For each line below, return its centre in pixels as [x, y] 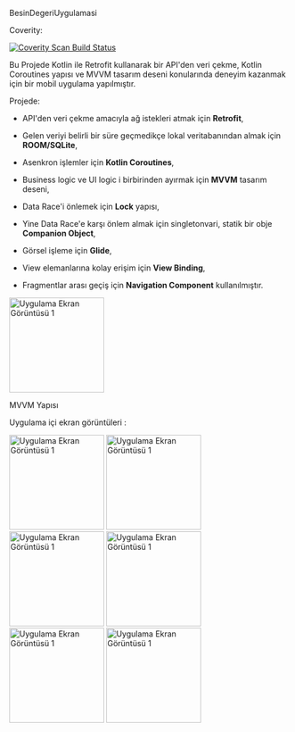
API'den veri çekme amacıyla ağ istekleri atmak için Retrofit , [133, 118]
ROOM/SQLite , [50, 145]
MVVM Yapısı [34, 405]
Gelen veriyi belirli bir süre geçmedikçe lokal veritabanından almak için [152, 136]
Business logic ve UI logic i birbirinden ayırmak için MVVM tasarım [144, 179]
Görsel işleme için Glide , [67, 250]
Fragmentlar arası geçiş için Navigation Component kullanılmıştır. [143, 285]
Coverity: [26, 30]
